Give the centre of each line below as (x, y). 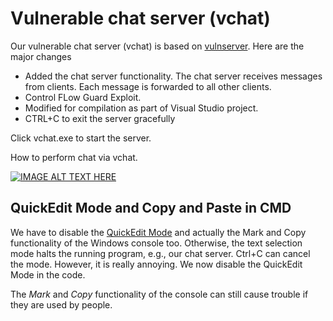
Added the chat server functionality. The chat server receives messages (173, 76)
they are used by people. (61, 304)
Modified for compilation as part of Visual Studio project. (141, 108)
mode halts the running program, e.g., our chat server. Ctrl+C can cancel (160, 253)
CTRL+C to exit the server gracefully (100, 118)
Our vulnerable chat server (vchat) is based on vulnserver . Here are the (157, 46)
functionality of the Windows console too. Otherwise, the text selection (156, 243)
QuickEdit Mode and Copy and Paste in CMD (151, 208)
